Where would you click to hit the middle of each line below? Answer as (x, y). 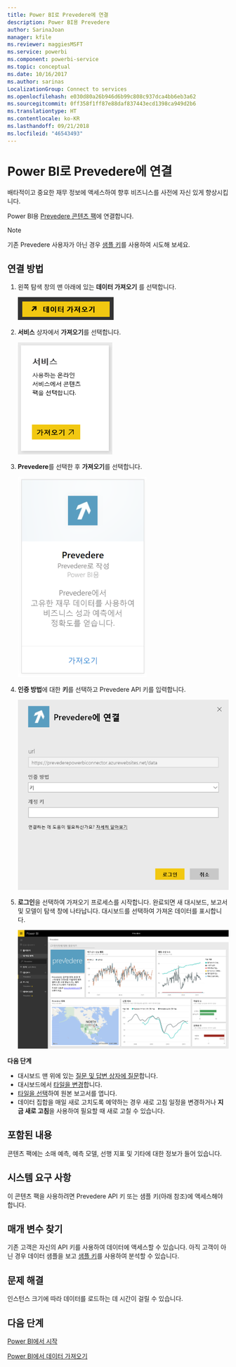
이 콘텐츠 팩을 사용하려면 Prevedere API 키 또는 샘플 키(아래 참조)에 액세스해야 (115, 1196)
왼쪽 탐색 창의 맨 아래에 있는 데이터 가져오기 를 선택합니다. (97, 287)
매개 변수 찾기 (35, 1230)
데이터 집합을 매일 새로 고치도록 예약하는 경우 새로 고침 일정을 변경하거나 (117, 1102)
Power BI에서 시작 (32, 1341)
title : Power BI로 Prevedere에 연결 (58, 15)
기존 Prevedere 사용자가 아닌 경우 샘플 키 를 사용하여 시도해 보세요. (99, 244)
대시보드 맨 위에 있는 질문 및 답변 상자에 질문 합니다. (87, 1076)
